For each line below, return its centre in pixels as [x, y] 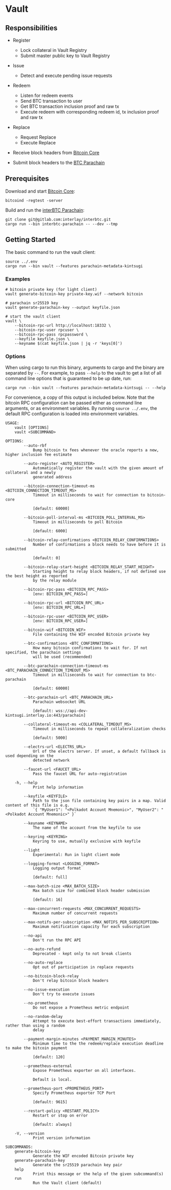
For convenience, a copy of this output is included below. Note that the [80, 397]
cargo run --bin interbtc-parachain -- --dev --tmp [61, 224]
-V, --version [29, 1133]
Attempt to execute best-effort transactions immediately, [97, 1021]
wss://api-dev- [72, 711]
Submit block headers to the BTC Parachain [59, 163]
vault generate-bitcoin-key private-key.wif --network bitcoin [74, 294]
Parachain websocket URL [59, 702]
